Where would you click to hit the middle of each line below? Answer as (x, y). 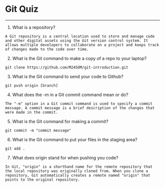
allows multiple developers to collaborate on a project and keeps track (82, 45)
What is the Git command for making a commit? (60, 121)
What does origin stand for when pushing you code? (65, 157)
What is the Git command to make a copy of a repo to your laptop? (79, 58)
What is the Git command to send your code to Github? (68, 76)
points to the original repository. (42, 180)
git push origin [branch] (31, 85)
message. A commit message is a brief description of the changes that (80, 108)
